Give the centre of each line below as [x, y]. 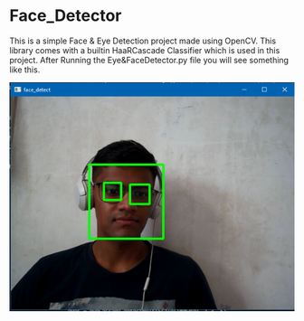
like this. [25, 70]
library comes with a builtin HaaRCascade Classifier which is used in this [145, 50]
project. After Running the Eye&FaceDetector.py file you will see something [149, 60]
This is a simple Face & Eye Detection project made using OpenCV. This [143, 41]
